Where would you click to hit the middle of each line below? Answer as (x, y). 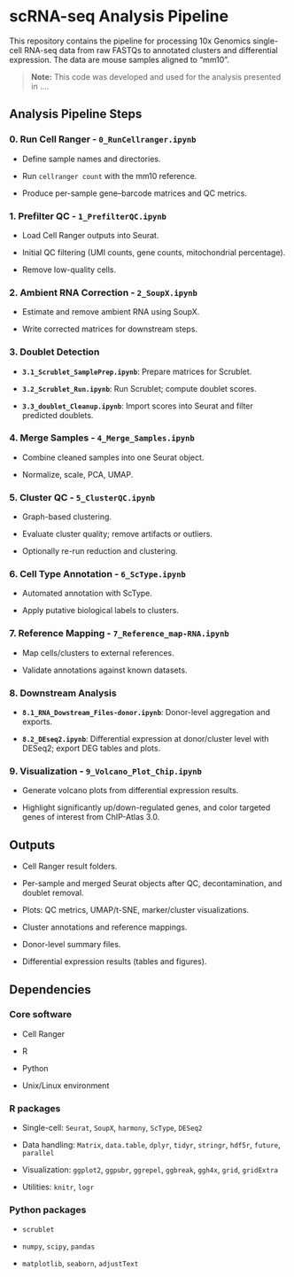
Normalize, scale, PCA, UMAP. (77, 474)
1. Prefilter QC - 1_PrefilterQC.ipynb (88, 216)
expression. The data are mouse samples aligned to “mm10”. (120, 59)
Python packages (48, 1210)
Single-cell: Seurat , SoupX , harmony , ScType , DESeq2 (112, 1128)
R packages (35, 1108)
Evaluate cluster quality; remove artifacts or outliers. (117, 534)
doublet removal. (53, 893)
